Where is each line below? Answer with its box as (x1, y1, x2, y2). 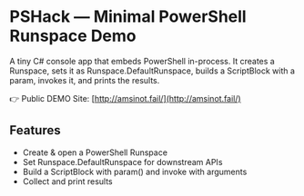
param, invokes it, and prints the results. (9, 74, 160, 85)
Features (9, 122, 61, 138)
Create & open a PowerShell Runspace (22, 147, 168, 158)
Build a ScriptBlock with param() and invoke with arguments (22, 166, 248, 177)
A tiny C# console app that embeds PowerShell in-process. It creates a (9, 55, 275, 66)
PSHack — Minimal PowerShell (9, 6, 248, 27)
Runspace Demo (9, 25, 137, 46)
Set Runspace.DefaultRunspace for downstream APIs (22, 156, 223, 167)
